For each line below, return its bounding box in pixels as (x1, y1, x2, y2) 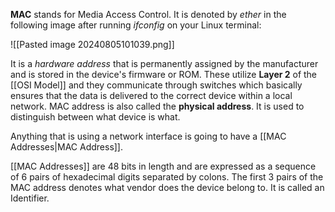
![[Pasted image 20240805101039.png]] (10, 39, 175, 50)
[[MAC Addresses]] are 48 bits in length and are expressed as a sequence (10, 160, 317, 172)
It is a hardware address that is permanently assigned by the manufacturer (10, 58, 319, 69)
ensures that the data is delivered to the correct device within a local (10, 90, 293, 101)
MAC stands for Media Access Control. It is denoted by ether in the (10, 9, 287, 20)
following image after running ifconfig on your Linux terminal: (10, 19, 262, 31)
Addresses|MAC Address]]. (10, 141, 124, 153)
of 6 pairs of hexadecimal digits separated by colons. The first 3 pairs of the (10, 171, 324, 183)
